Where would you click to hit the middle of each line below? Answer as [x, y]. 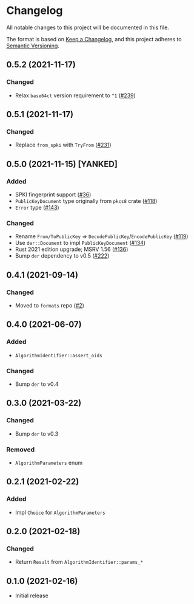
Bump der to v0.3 [37, 434]
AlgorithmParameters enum [49, 462]
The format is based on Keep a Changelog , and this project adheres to [94, 39]
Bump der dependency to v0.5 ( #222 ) [62, 256]
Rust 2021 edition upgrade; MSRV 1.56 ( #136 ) [72, 249]
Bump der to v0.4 [37, 384]
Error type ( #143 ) [37, 208]
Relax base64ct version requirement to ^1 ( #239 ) [75, 95]
